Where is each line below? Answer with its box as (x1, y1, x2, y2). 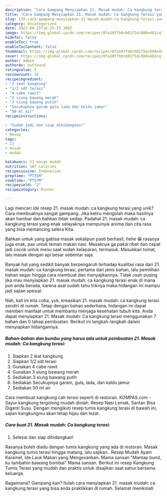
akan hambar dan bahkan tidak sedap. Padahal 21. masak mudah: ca (5, 216, 146, 221)
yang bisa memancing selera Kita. (5, 226, 75, 232)
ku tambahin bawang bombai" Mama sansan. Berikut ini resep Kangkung (5, 460, 154, 466)
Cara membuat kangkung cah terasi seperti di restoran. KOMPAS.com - (5, 394, 152, 400)
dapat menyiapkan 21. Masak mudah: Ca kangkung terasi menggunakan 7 (5, 313, 157, 319)
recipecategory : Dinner (5, 187, 55, 192)
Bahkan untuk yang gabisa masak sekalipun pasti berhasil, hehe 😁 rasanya (5, 236, 160, 242)
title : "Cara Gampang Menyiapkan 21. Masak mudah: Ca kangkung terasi (5, 12, 155, 17)
